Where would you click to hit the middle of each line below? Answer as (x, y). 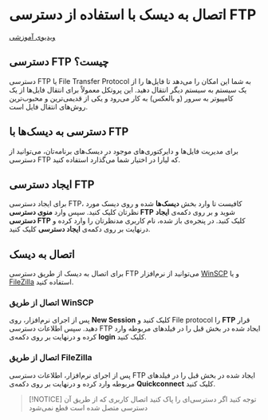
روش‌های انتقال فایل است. (49, 106)
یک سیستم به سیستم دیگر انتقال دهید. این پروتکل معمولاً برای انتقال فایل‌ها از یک (128, 89)
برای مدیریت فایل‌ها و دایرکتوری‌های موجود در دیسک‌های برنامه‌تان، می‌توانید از (124, 151)
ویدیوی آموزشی (32, 37)
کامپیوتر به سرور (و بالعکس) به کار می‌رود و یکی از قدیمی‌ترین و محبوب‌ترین (121, 98)
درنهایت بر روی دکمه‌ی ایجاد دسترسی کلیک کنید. (80, 229)
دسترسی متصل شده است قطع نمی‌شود (88, 407)
